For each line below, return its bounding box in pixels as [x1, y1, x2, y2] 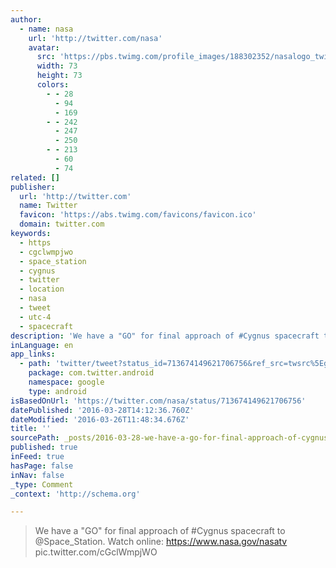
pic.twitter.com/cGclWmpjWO [34, 546, 158, 558]
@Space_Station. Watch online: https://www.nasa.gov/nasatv [34, 536, 288, 548]
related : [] [10, 172, 60, 183]
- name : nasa [19, 24, 74, 34]
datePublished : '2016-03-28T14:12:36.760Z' [10, 405, 195, 415]
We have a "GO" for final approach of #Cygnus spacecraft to [34, 525, 286, 537]
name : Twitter [19, 201, 78, 211]
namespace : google [28, 377, 105, 387]
